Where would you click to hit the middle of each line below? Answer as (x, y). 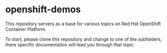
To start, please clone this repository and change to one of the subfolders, (84, 39)
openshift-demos (43, 10)
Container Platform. (26, 29)
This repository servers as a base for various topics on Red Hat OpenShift (83, 24)
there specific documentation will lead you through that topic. (70, 44)
